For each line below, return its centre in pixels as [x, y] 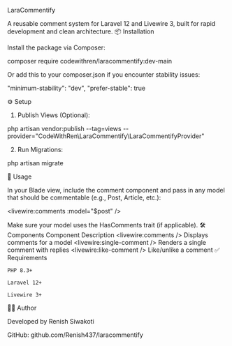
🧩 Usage [20, 176]
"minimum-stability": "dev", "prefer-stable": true [76, 88]
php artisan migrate [36, 163]
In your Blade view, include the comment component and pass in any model [116, 190]
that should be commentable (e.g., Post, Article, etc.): [84, 197]
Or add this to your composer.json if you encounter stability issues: [104, 75]
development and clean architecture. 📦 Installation [81, 31]
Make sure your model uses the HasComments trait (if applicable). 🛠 [107, 225]
